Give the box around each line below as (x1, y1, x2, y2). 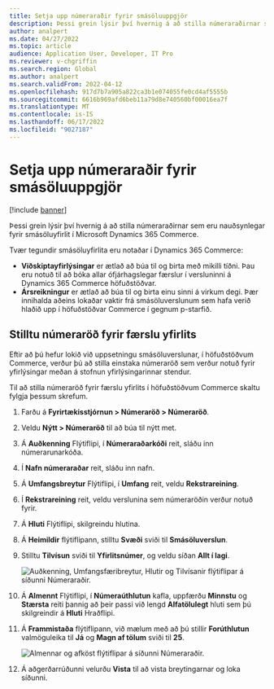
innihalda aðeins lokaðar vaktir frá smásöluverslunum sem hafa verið (20, 295, 251, 305)
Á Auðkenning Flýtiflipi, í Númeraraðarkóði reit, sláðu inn (20, 438, 214, 448)
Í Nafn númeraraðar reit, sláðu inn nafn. (20, 463, 155, 472)
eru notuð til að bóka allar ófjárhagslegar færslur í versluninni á (20, 270, 232, 279)
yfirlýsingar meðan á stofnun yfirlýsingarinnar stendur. (9, 366, 192, 376)
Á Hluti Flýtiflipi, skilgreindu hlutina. (20, 519, 141, 529)
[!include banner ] (9, 204, 67, 214)
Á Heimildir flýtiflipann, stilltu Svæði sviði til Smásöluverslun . (20, 534, 228, 544)
